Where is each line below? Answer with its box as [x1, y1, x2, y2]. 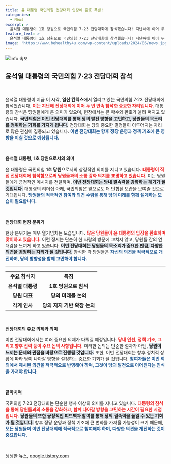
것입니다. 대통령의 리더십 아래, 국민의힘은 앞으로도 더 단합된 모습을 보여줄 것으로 [5, 185, 164, 192]
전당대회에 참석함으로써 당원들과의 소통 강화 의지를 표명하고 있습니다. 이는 [10, 172, 156, 179]
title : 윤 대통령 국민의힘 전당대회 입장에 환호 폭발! [5, 7, 104, 13]
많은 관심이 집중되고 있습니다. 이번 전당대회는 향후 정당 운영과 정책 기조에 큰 [10, 128, 160, 134]
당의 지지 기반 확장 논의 [42, 301, 95, 309]
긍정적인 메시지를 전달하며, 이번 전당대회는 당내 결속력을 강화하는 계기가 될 [18, 179, 166, 185]
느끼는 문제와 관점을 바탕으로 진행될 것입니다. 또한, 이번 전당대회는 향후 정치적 [5, 349, 159, 355]
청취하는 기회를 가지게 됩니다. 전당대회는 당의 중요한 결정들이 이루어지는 [10, 122, 153, 128]
